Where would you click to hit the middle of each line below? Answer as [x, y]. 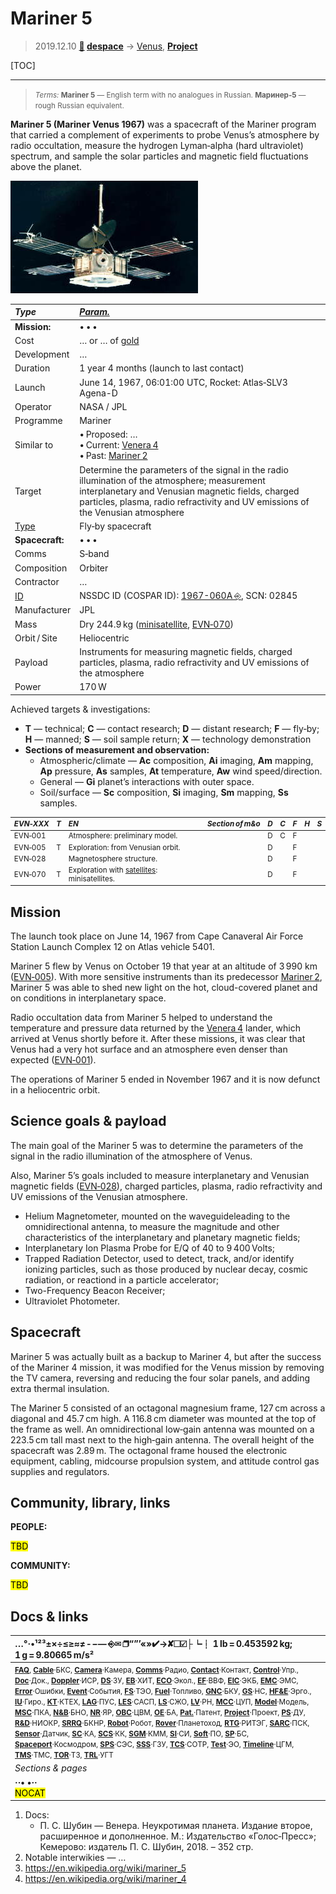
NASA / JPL [103, 406]
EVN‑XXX [31, 823]
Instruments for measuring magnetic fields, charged [186, 652]
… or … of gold [109, 340]
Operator [33, 406]
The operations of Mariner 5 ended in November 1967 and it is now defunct [165, 1079]
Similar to [34, 445]
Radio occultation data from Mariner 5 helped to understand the [141, 1017]
